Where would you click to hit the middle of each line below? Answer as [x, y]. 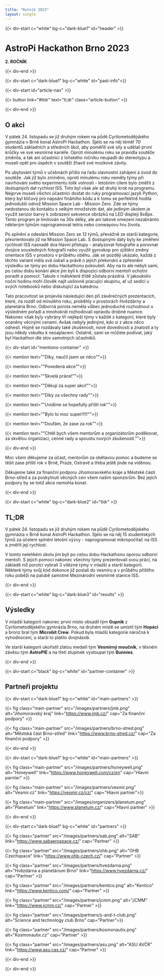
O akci [15, 125]
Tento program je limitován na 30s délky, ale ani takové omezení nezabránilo [82, 220]
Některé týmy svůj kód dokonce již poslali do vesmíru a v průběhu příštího [80, 570]
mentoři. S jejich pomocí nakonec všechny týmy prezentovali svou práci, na [81, 560]
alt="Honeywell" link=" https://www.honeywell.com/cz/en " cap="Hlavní [77, 772]
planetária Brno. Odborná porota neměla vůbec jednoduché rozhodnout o [79, 307]
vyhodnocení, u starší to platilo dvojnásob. [48, 637]
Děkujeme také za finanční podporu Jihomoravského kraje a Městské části [80, 472]
